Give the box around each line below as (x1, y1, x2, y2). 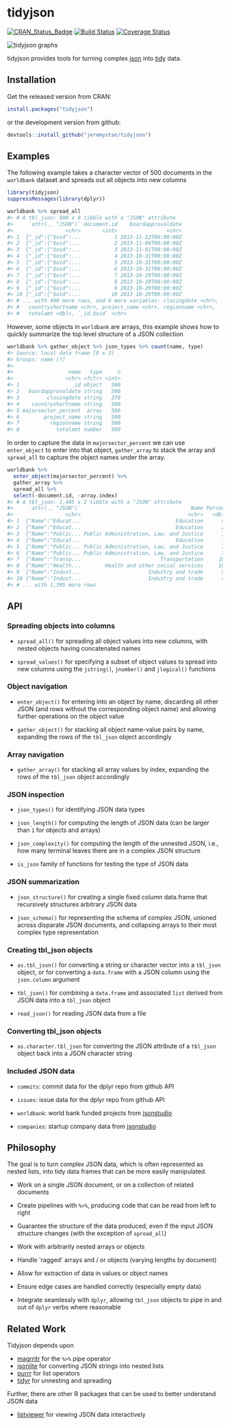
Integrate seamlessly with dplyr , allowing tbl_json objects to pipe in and (16, 1296, 222, 1304)
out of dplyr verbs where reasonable (16, 1303, 121, 1312)
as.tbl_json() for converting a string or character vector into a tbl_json (16, 961, 221, 969)
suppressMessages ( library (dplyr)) (7, 196, 106, 203)
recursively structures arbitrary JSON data (16, 900, 137, 908)
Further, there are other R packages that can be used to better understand (7, 1390, 216, 1398)
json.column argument (16, 975, 80, 983)
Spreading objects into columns (7, 621, 115, 631)
